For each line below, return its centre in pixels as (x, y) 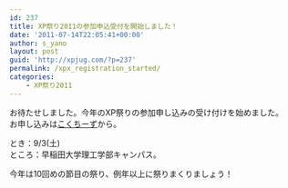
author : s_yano (38, 43)
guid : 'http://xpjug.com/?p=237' (73, 60)
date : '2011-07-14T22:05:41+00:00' (77, 35)
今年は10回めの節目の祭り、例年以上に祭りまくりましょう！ (121, 173)
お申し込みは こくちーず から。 (65, 124)
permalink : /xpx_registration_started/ (85, 69)
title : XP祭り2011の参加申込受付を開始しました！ (94, 26)
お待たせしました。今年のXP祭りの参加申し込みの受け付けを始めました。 (147, 112)
